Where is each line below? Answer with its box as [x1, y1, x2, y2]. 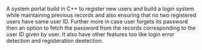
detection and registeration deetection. [6, 37, 104, 44]
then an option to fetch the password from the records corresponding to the [6, 24, 196, 31]
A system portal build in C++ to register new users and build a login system [6, 5, 195, 12]
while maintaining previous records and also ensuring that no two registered [6, 11, 197, 19]
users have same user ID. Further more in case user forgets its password [6, 18, 188, 25]
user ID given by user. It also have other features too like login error [6, 31, 175, 38]
